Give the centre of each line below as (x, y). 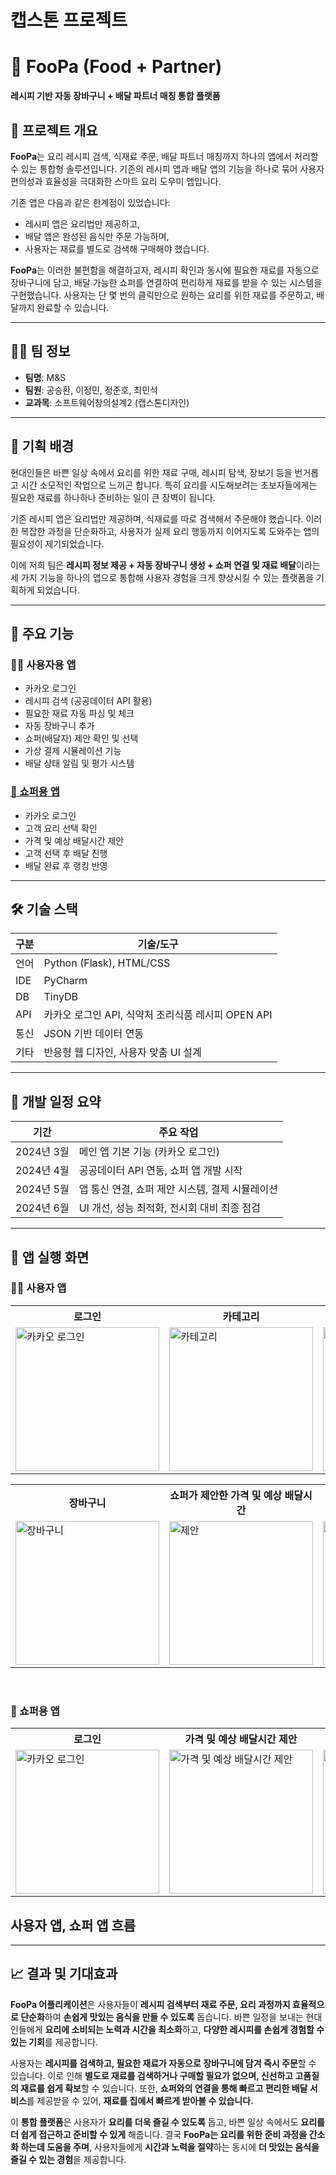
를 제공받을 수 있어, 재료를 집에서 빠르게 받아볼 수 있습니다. (140, 2100)
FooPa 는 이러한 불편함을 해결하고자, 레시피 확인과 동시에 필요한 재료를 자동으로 (165, 270)
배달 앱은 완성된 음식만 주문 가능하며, (97, 236)
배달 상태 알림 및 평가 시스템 (79, 763)
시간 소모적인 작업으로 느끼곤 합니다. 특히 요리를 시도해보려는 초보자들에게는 (169, 485)
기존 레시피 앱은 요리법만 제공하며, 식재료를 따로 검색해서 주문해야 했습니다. (157, 518)
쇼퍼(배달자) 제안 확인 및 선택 (81, 738)
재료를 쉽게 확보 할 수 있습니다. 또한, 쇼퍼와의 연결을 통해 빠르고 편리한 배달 (164, 2088)
